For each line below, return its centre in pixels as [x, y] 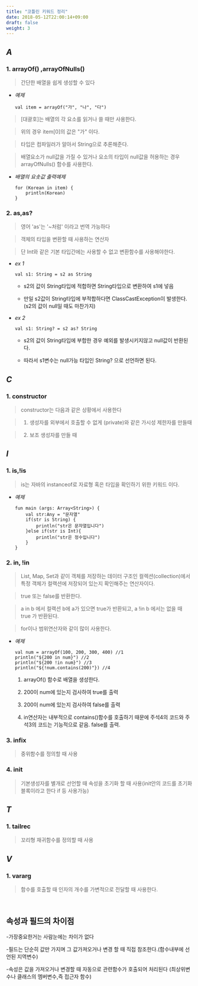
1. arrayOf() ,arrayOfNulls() [46, 69]
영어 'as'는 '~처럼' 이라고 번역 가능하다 [65, 227]
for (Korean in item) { [44, 188]
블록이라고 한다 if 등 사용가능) [55, 790]
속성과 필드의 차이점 [40, 921]
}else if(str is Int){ [53, 531]
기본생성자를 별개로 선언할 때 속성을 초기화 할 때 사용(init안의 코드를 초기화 [106, 783]
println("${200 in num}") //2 [52, 657]
